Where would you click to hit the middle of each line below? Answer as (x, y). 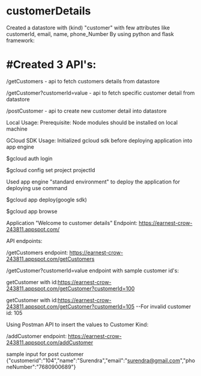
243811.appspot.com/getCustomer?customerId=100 (70, 288)
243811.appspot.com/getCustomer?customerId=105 (70, 306)
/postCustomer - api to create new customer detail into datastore (86, 111)
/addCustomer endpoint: (37, 336)
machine (17, 129)
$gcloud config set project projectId (51, 170)
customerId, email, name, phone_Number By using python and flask (90, 34)
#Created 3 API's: (51, 65)
